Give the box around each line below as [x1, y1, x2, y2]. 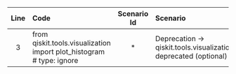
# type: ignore [32, 56, 79, 65]
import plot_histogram [32, 47, 105, 57]
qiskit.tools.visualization [32, 38, 111, 47]
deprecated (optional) [155, 52, 228, 61]
